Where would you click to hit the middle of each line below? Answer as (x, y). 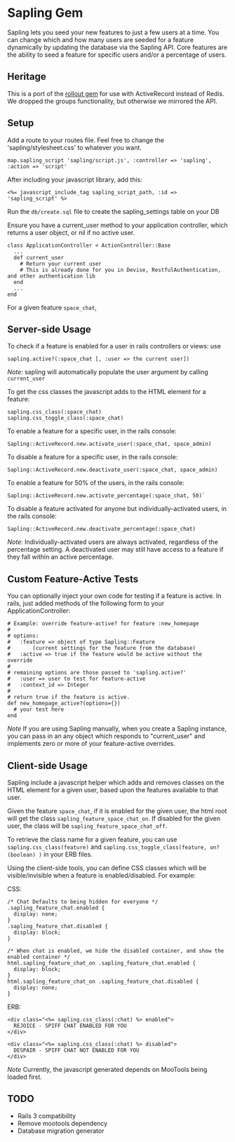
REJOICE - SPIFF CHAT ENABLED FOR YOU (70, 1026)
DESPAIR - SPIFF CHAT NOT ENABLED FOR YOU (76, 1050)
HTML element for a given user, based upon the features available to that (113, 790)
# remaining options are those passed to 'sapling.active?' (97, 673)
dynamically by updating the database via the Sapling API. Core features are (117, 47)
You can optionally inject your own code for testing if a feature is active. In (115, 596)
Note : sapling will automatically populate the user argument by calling (108, 372)
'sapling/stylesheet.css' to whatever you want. (75, 147)
